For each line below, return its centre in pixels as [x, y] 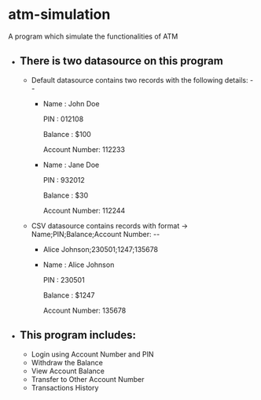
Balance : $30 [66, 195]
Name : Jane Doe [71, 165]
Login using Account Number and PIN [92, 354]
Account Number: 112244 [84, 210]
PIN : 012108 [63, 119]
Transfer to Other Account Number [88, 379]
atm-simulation [59, 15]
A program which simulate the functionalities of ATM [93, 36]
